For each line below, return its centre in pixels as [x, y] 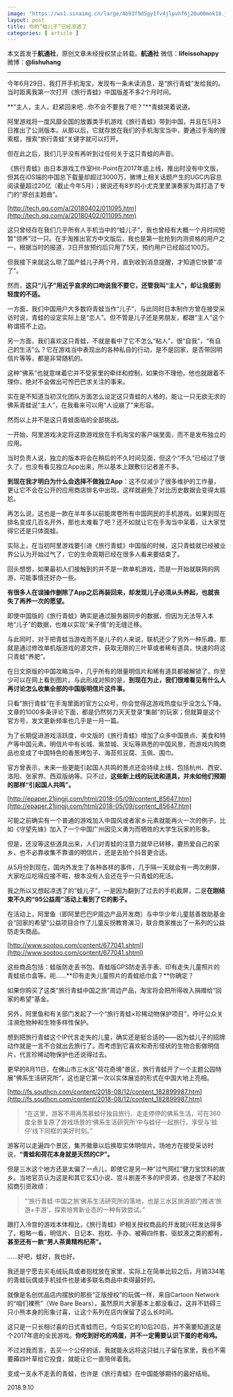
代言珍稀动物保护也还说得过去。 [65, 1054]
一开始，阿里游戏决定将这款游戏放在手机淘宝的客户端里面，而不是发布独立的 [116, 435]
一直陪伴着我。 [113, 1359]
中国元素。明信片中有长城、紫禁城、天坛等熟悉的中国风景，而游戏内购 [119, 744]
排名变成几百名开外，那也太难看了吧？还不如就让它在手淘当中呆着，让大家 [113, 522]
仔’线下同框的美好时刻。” [58, 1131]
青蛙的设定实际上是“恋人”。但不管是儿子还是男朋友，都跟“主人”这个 [128, 318]
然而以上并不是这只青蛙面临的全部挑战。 [65, 420]
